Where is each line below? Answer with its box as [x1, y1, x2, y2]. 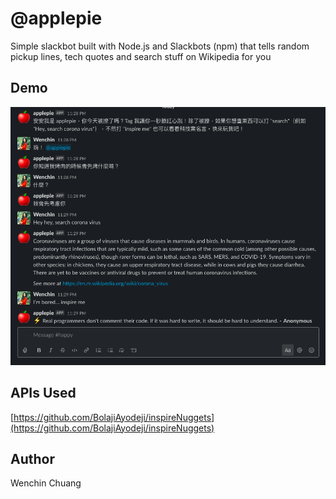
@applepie [10, 7, 103, 30]
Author [10, 451, 55, 468]
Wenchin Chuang [10, 477, 82, 489]
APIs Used [10, 385, 77, 402]
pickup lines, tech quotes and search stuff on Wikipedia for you [10, 50, 272, 62]
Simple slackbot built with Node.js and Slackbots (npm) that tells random [10, 40, 310, 52]
